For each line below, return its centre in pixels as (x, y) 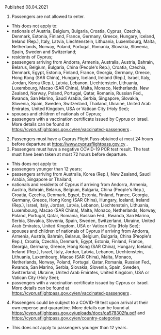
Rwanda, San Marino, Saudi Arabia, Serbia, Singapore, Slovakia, (75, 98)
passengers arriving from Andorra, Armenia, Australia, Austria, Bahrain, (83, 62)
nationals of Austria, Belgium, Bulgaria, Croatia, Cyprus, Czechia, (76, 31)
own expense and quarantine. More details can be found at (70, 308)
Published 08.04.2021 (26, 7)
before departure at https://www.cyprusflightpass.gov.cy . (70, 144)
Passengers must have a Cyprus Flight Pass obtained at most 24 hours (82, 139)
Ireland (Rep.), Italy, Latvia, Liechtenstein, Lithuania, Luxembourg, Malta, (84, 41)
